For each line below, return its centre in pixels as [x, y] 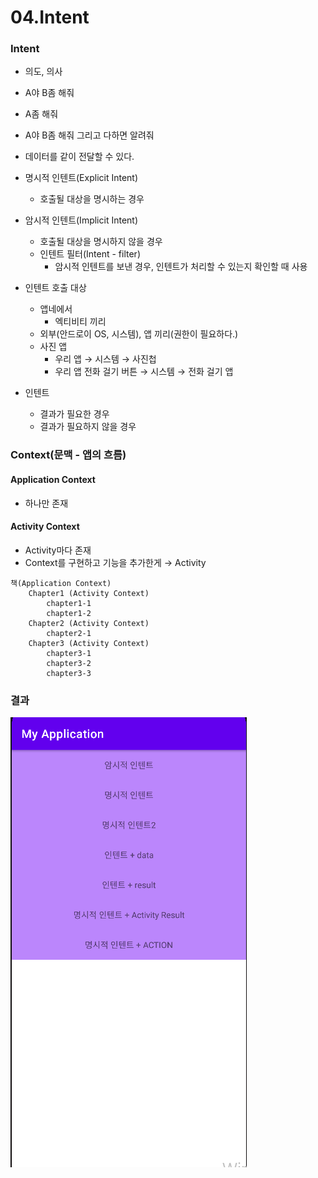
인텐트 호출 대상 [55, 288]
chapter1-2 [69, 613]
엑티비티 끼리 [80, 322]
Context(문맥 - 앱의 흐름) [68, 455]
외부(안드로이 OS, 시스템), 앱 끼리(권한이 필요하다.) [139, 334]
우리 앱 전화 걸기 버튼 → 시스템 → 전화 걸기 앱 [144, 372]
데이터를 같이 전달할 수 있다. [79, 157]
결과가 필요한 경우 [74, 414]
